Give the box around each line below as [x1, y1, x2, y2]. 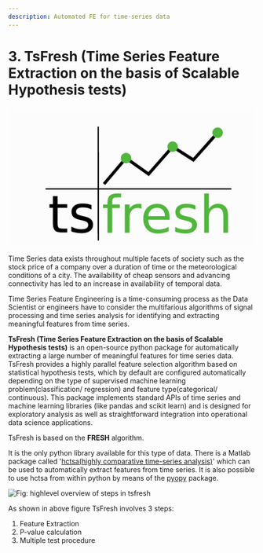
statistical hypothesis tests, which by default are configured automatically [8, 368, 247, 377]
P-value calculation [19, 527, 82, 537]
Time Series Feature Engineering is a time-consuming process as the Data [8, 295, 249, 304]
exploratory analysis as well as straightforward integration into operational [8, 409, 248, 419]
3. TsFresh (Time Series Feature [8, 47, 220, 65]
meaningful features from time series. [8, 319, 130, 329]
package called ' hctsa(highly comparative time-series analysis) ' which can [8, 456, 250, 467]
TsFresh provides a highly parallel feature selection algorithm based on [8, 360, 238, 369]
